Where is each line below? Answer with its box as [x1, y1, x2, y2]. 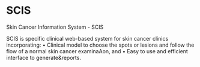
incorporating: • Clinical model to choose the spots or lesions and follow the [6, 41, 195, 48]
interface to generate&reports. [6, 54, 81, 61]
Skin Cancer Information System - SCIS [6, 23, 104, 31]
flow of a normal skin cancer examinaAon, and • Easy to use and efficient [6, 47, 188, 54]
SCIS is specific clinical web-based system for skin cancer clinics [6, 35, 169, 42]
